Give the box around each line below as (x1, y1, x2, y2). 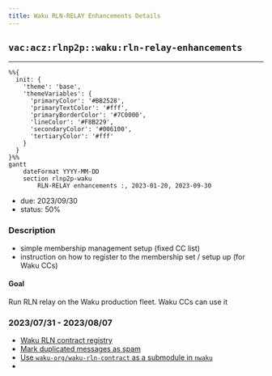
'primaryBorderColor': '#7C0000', (29, 111, 147, 120)
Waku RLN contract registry (19, 336, 113, 345)
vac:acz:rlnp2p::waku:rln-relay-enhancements (8, 42, 243, 53)
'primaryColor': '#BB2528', (29, 97, 125, 105)
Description (8, 225, 56, 236)
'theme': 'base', (23, 82, 82, 91)
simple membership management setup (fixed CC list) (19, 243, 201, 253)
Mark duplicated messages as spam (19, 344, 142, 354)
